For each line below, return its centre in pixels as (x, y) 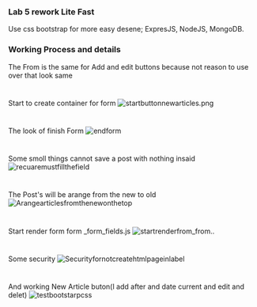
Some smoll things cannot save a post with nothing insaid (102, 159)
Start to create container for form (62, 103)
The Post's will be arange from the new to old (82, 195)
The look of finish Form (46, 131)
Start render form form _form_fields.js (70, 231)
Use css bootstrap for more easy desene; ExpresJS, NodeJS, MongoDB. (126, 29)
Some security (32, 259)
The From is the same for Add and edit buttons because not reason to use (128, 66)
